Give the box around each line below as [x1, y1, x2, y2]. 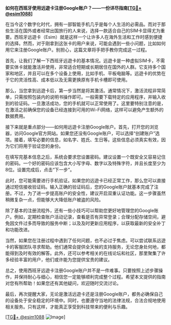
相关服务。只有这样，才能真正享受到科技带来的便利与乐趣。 [5, 304, 130, 310]
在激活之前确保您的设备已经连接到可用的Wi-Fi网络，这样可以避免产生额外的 [5, 107, 164, 113]
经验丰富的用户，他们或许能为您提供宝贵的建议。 [9, 257, 112, 262]
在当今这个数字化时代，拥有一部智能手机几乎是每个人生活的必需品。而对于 [5, 21, 161, 27]
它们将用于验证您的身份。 [9, 143, 64, 149]
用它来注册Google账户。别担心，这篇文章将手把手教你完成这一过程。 [5, 47, 150, 53]
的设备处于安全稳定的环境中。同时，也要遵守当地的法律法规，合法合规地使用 [5, 297, 166, 303]
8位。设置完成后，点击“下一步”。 [5, 167, 75, 172]
